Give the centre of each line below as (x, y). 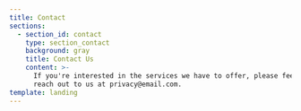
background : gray (58, 51)
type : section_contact (68, 43)
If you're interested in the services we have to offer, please (155, 76)
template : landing (43, 92)
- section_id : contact (60, 34)
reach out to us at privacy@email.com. (107, 84)
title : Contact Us (60, 59)
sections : (28, 26)
